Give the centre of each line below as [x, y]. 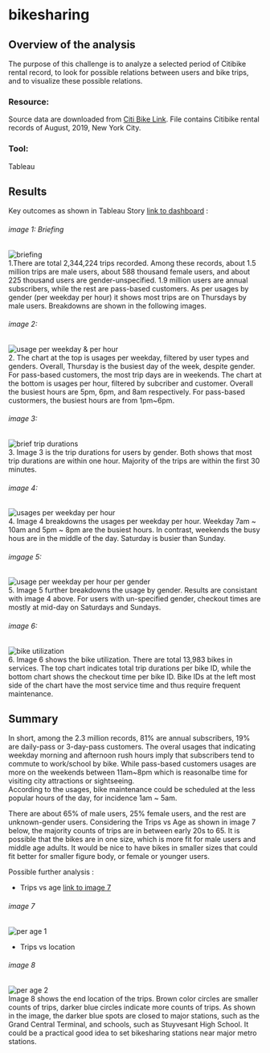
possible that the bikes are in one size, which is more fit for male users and [132, 840]
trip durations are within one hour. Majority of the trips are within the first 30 [134, 461]
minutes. [23, 469]
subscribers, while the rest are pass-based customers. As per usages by [129, 288]
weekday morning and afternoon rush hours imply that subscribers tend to [131, 755]
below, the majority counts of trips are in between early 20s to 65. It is [124, 831]
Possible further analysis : [51, 872]
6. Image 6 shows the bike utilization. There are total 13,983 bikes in [121, 659]
